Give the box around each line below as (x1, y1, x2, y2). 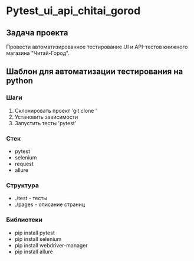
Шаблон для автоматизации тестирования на (6, 67, 183, 77)
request (14, 160, 34, 167)
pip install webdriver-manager (14, 242, 88, 249)
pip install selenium (14, 235, 62, 243)
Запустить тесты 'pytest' (14, 119, 77, 126)
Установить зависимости (14, 113, 78, 120)
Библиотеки (6, 216, 43, 224)
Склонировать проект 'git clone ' (14, 107, 97, 114)
